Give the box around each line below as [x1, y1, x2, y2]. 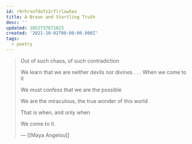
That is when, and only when [20, 109, 91, 116]
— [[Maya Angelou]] [20, 131, 70, 138]
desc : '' [6, 19, 28, 25]
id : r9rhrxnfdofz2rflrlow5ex [6, 8, 77, 15]
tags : [6, 36, 19, 42]
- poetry [11, 42, 33, 47]
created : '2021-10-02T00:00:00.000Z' [6, 30, 98, 36]
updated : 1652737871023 [6, 25, 64, 31]
